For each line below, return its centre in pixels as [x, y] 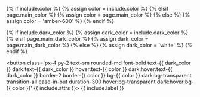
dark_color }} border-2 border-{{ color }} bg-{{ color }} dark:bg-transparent [99, 75]
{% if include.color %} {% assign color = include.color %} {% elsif [87, 9]
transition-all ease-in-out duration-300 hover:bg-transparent [81, 82]
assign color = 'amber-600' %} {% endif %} [60, 21]
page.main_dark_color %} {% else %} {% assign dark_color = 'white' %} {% [99, 45]
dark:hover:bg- [176, 82]
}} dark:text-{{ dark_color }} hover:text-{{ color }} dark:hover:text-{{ [90, 69]
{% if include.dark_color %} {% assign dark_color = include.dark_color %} [97, 33]
